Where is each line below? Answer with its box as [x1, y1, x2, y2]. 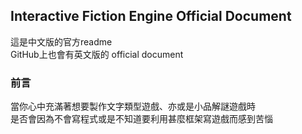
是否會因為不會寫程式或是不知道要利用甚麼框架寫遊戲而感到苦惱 [10, 113, 273, 125]
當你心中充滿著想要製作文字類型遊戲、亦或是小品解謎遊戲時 [10, 100, 256, 113]
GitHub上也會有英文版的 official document [10, 48, 184, 60]
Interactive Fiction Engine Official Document [10, 8, 292, 25]
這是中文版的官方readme [10, 35, 113, 48]
